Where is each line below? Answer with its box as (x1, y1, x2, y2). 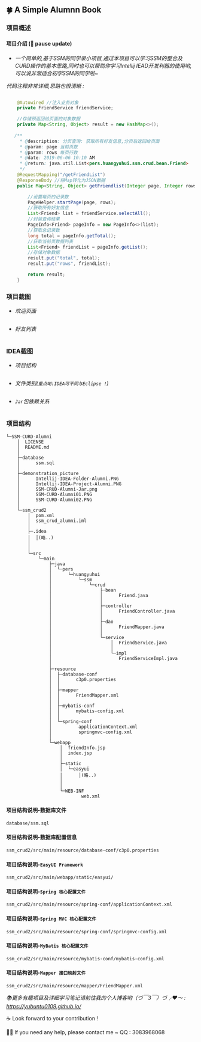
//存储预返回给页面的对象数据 (17, 116, 81, 122)
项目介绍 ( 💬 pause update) (6, 40, 72, 47)
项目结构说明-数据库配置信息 (6, 834, 77, 841)
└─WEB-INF (59, 788, 84, 794)
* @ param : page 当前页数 (19, 144, 78, 150)
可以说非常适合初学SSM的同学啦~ (14, 69, 99, 77)
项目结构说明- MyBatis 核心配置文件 (6, 942, 89, 950)
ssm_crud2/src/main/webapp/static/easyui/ (6, 874, 114, 880)
